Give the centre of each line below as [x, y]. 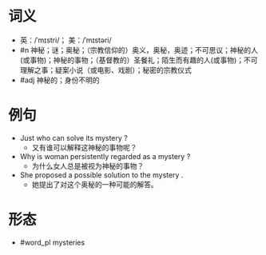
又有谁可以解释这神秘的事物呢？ [84, 147]
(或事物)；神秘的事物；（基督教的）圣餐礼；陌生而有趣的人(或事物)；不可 [139, 60]
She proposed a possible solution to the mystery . [101, 175]
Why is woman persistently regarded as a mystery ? [105, 156]
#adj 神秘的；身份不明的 [60, 80]
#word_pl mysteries [52, 242]
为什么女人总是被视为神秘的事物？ [88, 165]
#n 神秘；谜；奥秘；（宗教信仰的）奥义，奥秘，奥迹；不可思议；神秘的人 [139, 50]
